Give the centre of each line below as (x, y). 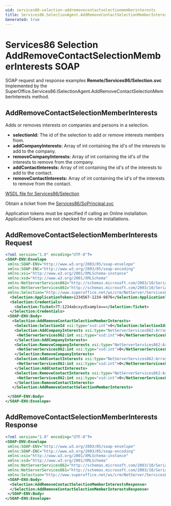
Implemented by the (26, 86)
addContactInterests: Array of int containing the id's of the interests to (87, 168)
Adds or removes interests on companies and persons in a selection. (77, 125)
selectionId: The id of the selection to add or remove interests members (88, 135)
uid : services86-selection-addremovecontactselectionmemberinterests (81, 10)
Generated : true (22, 19)
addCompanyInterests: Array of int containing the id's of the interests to (89, 146)
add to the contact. (33, 173)
